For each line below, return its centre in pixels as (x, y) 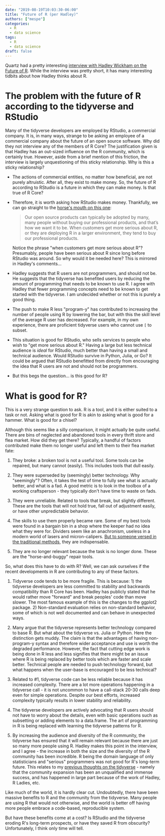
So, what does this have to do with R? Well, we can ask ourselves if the (77, 566)
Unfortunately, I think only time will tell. (44, 829)
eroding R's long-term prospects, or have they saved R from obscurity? (78, 823)
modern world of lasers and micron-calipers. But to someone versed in (84, 537)
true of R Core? (28, 193)
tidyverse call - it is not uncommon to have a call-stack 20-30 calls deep (86, 690)
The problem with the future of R (73, 96)
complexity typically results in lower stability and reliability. (72, 700)
